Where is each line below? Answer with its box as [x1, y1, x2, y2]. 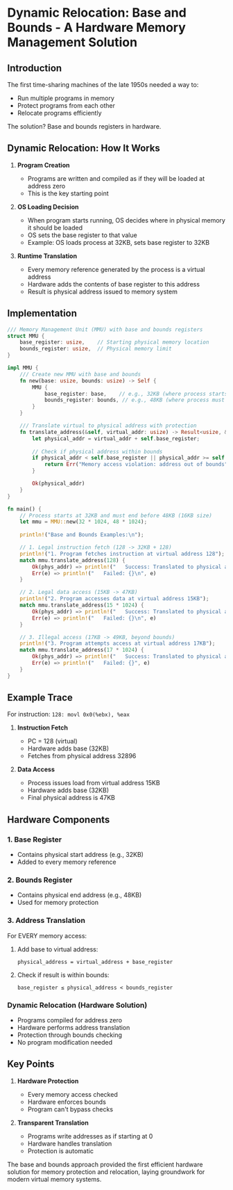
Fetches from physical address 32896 [27, 752, 137, 760]
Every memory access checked [27, 1090, 118, 1098]
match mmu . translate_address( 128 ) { [19, 556, 126, 564]
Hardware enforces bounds [27, 1097, 106, 1106]
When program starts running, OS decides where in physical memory [27, 216, 225, 224]
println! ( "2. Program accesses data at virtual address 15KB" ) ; [19, 595, 209, 602]
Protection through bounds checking [17, 1031, 123, 1039]
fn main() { [7, 506, 42, 513]
